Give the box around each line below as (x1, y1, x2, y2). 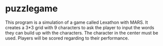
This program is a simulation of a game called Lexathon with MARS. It (5, 19, 148, 25)
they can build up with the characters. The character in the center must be (5, 30, 158, 36)
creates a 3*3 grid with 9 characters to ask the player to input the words (5, 24, 154, 30)
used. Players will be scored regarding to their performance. (5, 35, 129, 41)
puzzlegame (5, 3, 58, 14)
